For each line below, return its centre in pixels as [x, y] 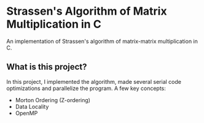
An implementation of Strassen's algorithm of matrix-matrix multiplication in [102, 41]
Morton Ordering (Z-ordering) [53, 100]
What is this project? [47, 67]
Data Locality [32, 106]
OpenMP [26, 113]
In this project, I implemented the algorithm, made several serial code [94, 81]
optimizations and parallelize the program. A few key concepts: [86, 88]
